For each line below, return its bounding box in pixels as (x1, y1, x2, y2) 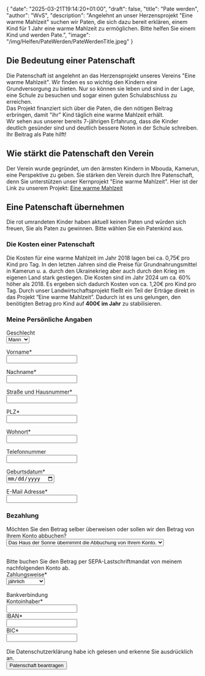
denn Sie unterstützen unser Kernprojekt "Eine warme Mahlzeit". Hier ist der (6, 177, 198, 185)
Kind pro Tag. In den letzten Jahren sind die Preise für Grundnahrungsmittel (6, 260, 197, 268)
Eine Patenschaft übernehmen (6, 202, 125, 212)
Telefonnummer (6, 448, 47, 456)
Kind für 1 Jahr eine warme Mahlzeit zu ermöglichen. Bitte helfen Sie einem (6, 25, 196, 32)
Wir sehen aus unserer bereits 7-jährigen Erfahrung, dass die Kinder (6, 117, 179, 125)
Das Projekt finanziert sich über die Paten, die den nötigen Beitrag (6, 104, 173, 112)
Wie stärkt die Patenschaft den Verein (6, 149, 154, 159)
